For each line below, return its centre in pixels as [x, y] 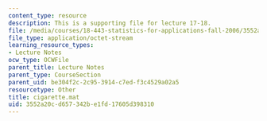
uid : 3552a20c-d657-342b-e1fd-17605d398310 [81, 104]
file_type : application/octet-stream [71, 38]
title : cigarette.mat [44, 97]
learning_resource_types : [51, 45]
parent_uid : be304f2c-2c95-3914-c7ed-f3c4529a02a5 [94, 82]
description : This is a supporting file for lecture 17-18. [110, 23]
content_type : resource [48, 16]
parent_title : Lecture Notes [56, 68]
